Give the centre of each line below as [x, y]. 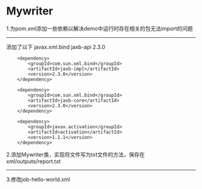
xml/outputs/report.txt [34, 161]
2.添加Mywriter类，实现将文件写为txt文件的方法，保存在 [76, 154]
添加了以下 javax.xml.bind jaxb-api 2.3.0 [56, 47]
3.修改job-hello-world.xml [38, 179]
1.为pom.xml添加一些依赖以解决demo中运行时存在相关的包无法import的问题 [100, 28]
